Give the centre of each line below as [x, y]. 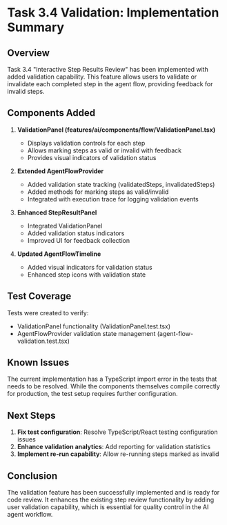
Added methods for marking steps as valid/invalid [98, 192]
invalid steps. [26, 91]
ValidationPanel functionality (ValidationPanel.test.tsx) [94, 326]
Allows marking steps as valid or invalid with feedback [105, 150]
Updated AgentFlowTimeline [59, 254]
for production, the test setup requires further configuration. [92, 394]
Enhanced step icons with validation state [87, 275]
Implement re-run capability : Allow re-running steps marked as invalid [118, 454]
